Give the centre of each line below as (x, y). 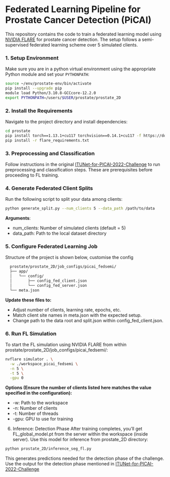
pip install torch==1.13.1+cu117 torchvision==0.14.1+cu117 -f (73, 136)
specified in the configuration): (39, 393)
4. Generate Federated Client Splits (49, 188)
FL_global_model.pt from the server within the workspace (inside (80, 434)
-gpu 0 (17, 378)
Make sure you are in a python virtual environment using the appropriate (80, 69)
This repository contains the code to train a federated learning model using (83, 34)
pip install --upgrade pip (34, 89)
